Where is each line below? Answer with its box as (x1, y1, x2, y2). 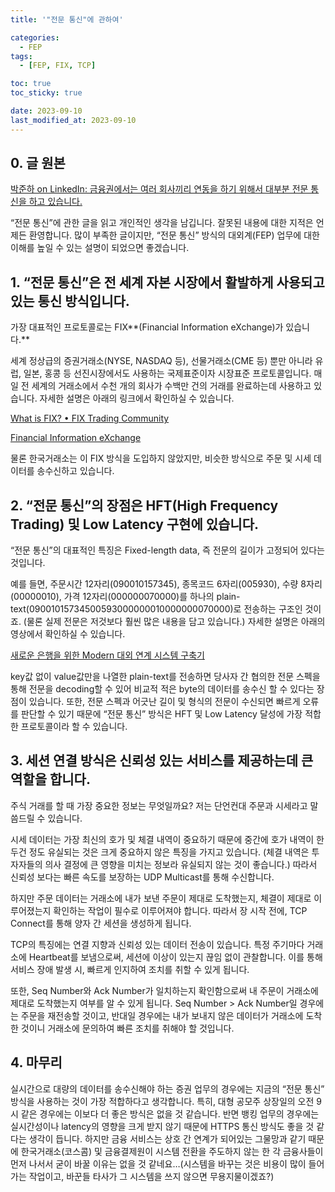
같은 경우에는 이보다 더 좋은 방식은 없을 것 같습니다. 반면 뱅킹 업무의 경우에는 (20, 1107, 320, 1120)
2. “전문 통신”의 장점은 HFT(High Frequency (10, 497, 279, 514)
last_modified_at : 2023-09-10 (10, 115, 137, 125)
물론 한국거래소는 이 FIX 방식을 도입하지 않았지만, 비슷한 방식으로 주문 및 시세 (10, 452, 312, 465)
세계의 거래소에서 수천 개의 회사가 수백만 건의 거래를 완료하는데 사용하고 (31, 380, 312, 392)
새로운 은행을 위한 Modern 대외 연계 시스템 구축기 (10, 649, 205, 661)
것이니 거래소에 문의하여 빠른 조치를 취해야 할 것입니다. (20, 1022, 235, 1034)
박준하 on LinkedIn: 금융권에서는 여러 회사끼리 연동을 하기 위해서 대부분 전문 (10, 183, 309, 195)
